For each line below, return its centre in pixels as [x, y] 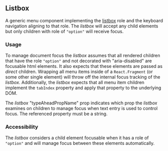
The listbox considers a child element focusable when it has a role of [77, 138]
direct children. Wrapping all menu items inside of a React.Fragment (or [79, 72]
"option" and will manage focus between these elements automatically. [80, 143]
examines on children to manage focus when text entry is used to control [81, 108]
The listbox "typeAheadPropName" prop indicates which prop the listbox [81, 103]
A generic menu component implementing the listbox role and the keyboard [84, 20]
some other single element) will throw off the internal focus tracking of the [83, 77]
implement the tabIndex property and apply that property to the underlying [83, 88]
